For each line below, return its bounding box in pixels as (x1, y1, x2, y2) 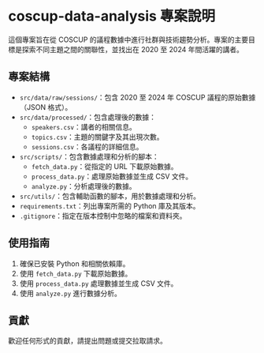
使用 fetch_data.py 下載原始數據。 (19, 269, 132, 278)
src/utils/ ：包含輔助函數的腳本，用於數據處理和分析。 (19, 191, 201, 201)
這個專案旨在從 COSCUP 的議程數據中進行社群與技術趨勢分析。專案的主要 (8, 35, 249, 44)
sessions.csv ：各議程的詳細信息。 (31, 141, 143, 151)
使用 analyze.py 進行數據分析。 (19, 288, 122, 298)
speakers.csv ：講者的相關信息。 (31, 122, 136, 131)
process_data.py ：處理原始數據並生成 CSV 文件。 (31, 171, 193, 181)
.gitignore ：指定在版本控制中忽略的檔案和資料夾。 (19, 211, 187, 220)
